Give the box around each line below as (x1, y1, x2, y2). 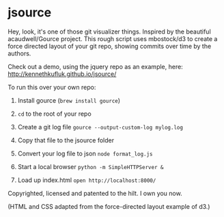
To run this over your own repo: (8, 83, 96, 91)
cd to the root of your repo (17, 110, 92, 118)
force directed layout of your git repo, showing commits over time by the (8, 42, 212, 50)
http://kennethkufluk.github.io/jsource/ (8, 70, 117, 78)
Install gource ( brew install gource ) (17, 96, 121, 104)
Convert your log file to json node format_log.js (17, 149, 153, 157)
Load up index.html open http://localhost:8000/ (17, 176, 156, 184)
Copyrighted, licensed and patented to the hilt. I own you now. (8, 189, 183, 197)
